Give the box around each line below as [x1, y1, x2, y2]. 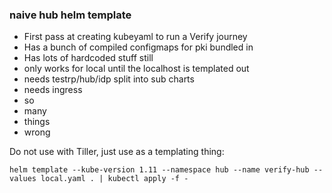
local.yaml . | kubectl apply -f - [40, 174, 189, 184]
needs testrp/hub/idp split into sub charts [23, 73, 195, 85]
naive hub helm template [9, 8, 132, 22]
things [23, 116, 51, 128]
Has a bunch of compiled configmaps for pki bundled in [23, 41, 254, 53]
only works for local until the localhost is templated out [23, 63, 250, 75]
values [9, 174, 37, 184]
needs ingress [23, 84, 83, 96]
